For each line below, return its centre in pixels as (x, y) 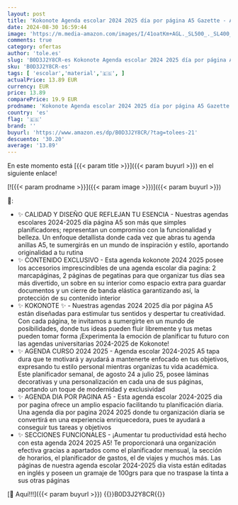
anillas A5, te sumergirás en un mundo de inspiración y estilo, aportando (123, 245)
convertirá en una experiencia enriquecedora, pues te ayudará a (111, 420)
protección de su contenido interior (69, 298)
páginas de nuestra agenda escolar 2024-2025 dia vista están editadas (122, 465)
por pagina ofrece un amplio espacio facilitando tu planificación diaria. (120, 405)
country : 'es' (28, 113)
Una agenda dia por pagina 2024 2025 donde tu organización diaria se (121, 412)
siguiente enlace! (32, 174)
